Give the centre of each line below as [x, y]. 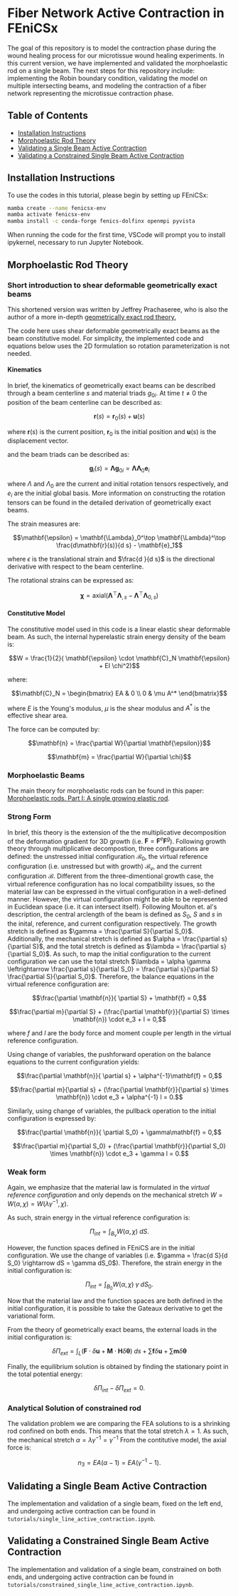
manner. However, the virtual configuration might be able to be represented [118, 899]
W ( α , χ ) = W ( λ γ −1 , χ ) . [38, 1203]
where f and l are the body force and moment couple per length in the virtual [119, 1032]
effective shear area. [38, 716]
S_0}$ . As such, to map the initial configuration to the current [121, 953]
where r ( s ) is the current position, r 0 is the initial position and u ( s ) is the [112, 432]
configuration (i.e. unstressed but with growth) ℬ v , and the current [105, 867]
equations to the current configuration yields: [74, 1062]
